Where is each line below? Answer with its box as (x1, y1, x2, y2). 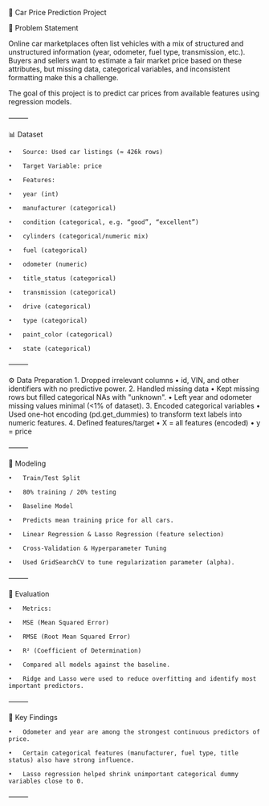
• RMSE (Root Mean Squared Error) (8, 633, 131, 641)
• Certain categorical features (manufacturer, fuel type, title (8, 749, 239, 757)
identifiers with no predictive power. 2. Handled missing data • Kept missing (8, 384, 259, 393)
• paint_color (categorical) (8, 331, 113, 339)
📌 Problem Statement (8, 23, 79, 32)
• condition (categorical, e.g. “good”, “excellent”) (8, 218, 199, 226)
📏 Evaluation (8, 589, 50, 598)
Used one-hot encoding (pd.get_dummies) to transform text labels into (8, 409, 243, 419)
